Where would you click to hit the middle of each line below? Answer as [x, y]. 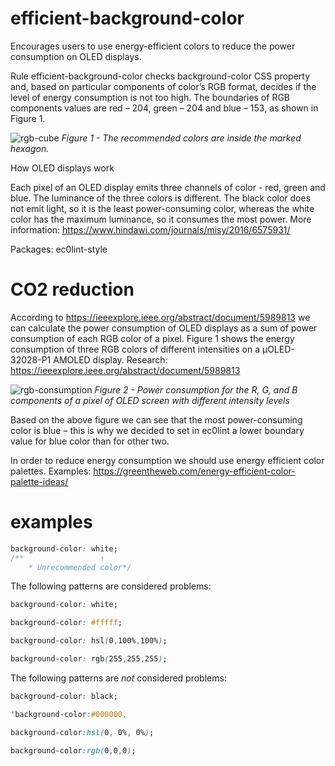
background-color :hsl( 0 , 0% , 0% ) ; [82, 732]
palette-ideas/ [39, 481]
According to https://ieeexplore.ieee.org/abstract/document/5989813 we [160, 317]
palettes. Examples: [51, 471]
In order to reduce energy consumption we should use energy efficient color [167, 460]
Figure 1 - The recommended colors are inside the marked [181, 138]
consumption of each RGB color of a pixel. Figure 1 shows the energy [152, 338]
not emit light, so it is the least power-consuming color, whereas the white [162, 208]
